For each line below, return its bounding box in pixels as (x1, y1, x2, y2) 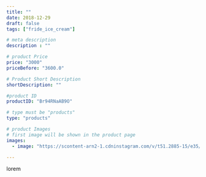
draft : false (6, 20, 40, 26)
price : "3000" (6, 59, 43, 65)
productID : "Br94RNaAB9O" (6, 98, 72, 104)
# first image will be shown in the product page (6, 132, 136, 138)
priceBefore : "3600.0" (6, 65, 64, 71)
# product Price (6, 54, 48, 60)
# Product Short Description (6, 76, 81, 82)
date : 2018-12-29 (6, 15, 51, 21)
